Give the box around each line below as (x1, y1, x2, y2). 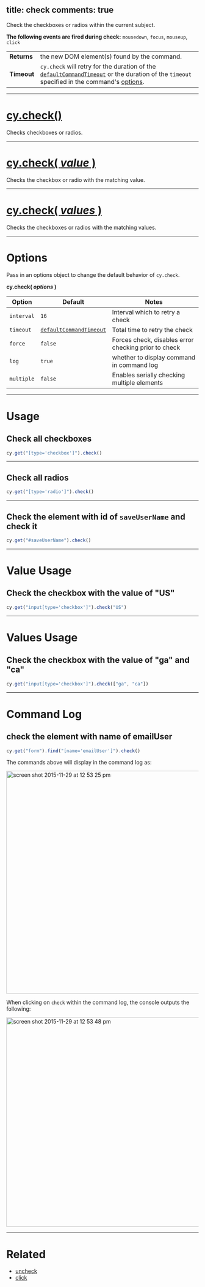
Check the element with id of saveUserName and (6, 511, 185, 522)
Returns (9, 52, 34, 61)
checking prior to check (112, 343, 181, 352)
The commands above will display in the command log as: (6, 759, 152, 766)
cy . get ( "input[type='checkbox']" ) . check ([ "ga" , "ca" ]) (6, 681, 149, 687)
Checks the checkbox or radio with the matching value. (6, 176, 145, 183)
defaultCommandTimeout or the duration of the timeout (40, 70, 192, 78)
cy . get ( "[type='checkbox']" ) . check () (6, 450, 103, 456)
